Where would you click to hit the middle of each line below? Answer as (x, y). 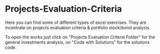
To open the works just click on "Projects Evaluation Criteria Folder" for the (80, 37)
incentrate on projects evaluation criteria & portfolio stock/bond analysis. (78, 27)
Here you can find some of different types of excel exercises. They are (76, 22)
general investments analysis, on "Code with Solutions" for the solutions (77, 42)
